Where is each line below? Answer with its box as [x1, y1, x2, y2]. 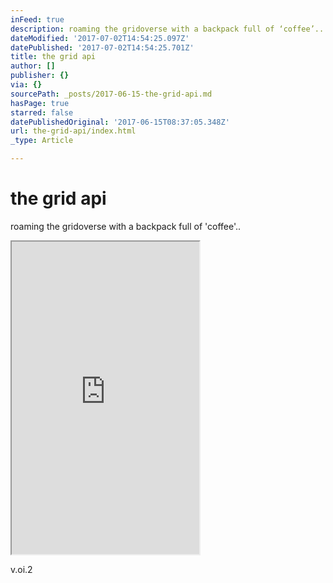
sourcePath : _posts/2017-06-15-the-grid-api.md [10, 89, 213, 99]
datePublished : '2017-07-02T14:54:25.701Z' [10, 42, 195, 53]
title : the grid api [10, 52, 97, 62]
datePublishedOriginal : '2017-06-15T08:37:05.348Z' [10, 117, 230, 127]
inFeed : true [10, 14, 65, 25]
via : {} [10, 80, 43, 90]
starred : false [10, 107, 74, 118]
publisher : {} [10, 71, 70, 81]
